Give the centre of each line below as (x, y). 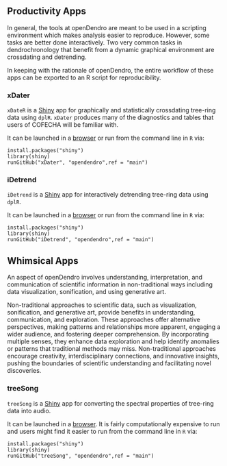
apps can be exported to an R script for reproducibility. (84, 77)
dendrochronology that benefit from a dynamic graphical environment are (111, 49)
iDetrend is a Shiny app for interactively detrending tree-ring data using (108, 195)
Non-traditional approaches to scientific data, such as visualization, (102, 305)
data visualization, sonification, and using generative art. (86, 292)
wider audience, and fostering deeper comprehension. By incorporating (108, 334)
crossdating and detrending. (47, 57)
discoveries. (24, 371)
